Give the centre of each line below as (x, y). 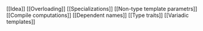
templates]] (21, 22)
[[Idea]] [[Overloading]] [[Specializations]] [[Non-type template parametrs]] (102, 9)
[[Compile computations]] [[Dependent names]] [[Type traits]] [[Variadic (98, 15)
